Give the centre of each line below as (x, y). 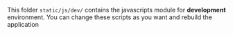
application (23, 24)
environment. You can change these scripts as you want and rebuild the (110, 17)
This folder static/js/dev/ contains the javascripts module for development (117, 10)
